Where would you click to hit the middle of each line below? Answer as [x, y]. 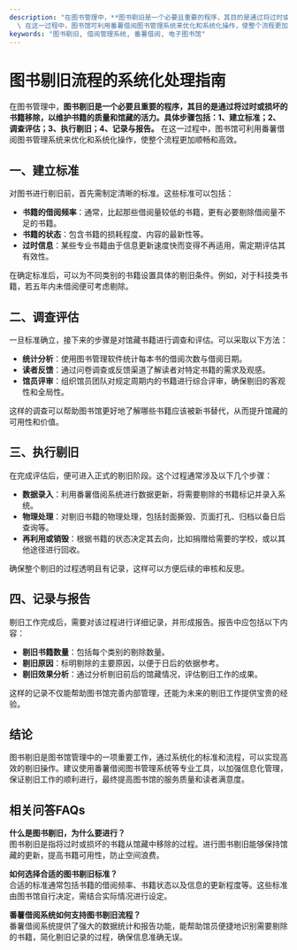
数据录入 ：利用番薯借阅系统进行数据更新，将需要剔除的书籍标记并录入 [150, 494]
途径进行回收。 [57, 549]
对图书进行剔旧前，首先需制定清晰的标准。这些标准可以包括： [122, 193]
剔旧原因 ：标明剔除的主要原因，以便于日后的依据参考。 [122, 663]
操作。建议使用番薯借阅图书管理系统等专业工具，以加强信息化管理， [164, 768]
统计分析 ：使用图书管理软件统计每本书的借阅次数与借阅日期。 [134, 359]
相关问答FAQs [47, 810]
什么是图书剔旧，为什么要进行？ [67, 833]
